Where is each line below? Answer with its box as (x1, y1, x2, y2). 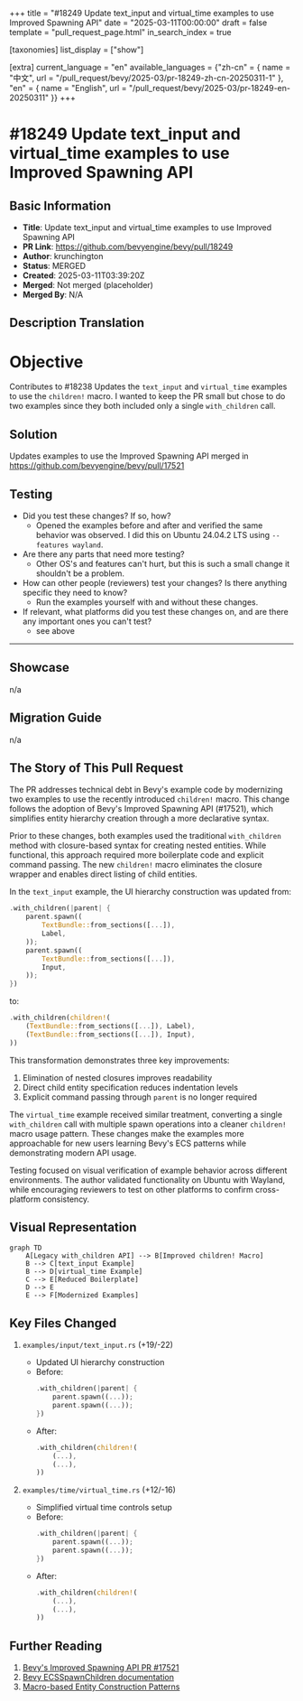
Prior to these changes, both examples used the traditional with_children (9, 831, 281, 841)
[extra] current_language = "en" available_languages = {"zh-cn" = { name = (9, 62, 291, 72)
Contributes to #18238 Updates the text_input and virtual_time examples (9, 381, 288, 392)
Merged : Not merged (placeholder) (22, 280, 153, 290)
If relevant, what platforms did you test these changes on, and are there (22, 606, 289, 617)
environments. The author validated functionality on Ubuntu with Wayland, (9, 1174, 286, 1185)
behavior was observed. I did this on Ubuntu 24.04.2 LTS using (35, 529, 271, 540)
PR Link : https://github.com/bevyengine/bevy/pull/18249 (22, 241, 234, 252)
